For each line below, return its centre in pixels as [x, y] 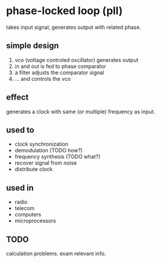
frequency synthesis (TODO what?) [57, 157]
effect [17, 98]
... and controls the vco [42, 78]
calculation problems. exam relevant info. [56, 254]
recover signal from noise [46, 163]
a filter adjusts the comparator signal [59, 73]
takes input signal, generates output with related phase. [74, 27]
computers [28, 215]
